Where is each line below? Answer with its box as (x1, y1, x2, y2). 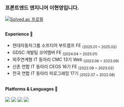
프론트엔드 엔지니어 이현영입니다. (5, 4, 79, 11)
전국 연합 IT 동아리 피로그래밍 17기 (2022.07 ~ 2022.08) (12, 70, 115, 78)
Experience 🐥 (5, 31, 33, 37)
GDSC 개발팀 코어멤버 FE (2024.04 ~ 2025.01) (12, 50, 98, 56)
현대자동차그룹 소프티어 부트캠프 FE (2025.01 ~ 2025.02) (12, 43, 117, 50)
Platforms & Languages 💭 (5, 86, 58, 92)
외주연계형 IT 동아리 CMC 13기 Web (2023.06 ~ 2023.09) (12, 56, 120, 63)
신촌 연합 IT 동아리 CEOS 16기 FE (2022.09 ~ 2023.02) (12, 63, 114, 71)
